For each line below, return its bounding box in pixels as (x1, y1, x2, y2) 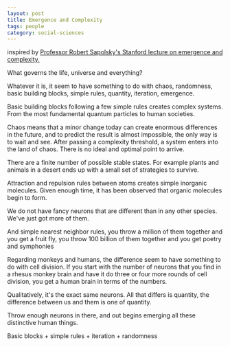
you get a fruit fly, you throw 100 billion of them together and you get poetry (7, 235, 222, 243)
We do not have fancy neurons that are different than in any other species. (7, 207, 218, 215)
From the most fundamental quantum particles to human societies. (7, 110, 196, 118)
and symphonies (7, 242, 54, 251)
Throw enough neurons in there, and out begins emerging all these (7, 311, 196, 320)
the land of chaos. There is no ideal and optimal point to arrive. (7, 145, 185, 153)
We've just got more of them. (7, 214, 89, 223)
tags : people (7, 23, 45, 30)
